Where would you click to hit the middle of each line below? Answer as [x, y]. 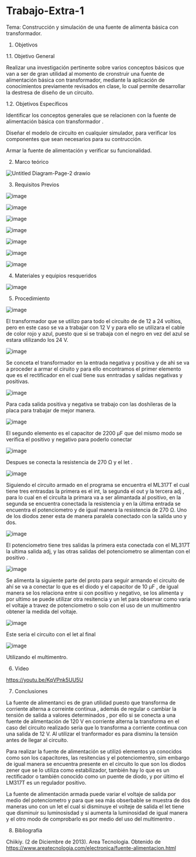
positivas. [18, 381]
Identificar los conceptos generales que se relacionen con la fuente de [91, 115]
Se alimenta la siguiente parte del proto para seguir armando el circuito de [95, 580]
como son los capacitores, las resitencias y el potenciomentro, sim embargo [98, 757]
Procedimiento [32, 298]
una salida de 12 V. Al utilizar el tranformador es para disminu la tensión [92, 734]
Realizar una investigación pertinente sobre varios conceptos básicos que [95, 67]
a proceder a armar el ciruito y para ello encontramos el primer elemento [94, 369]
